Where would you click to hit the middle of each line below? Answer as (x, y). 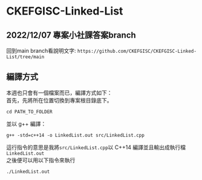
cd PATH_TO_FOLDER (29, 112)
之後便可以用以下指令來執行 (41, 160)
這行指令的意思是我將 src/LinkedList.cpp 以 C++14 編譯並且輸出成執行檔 (96, 147)
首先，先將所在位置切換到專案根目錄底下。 (59, 100)
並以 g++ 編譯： (26, 124)
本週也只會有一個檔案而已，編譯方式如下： (59, 93)
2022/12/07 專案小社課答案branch (71, 35)
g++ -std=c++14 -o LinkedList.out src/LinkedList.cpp (76, 135)
